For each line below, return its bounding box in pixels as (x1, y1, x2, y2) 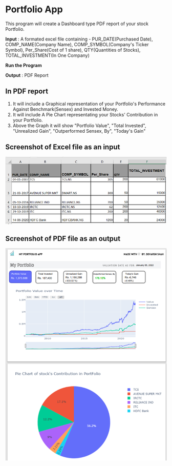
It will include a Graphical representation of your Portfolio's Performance (12, 100, 166, 107)
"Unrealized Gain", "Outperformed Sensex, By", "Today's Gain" (12, 128, 146, 134)
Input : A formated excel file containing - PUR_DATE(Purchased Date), (5, 36, 153, 42)
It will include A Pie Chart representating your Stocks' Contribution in (12, 111, 158, 117)
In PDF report (5, 87, 49, 96)
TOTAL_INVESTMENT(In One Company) (5, 52, 90, 58)
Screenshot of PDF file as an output (5, 234, 121, 243)
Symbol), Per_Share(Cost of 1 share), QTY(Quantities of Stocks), (5, 47, 141, 53)
